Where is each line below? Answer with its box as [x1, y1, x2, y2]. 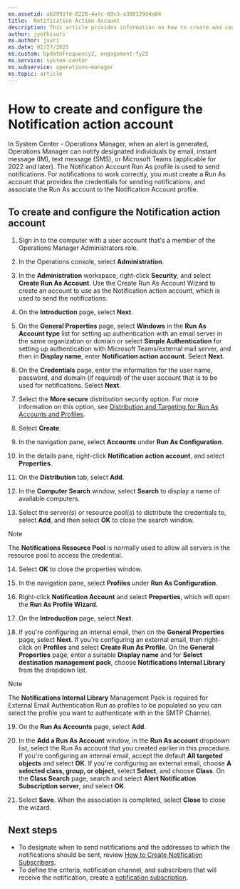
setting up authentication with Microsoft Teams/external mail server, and [18, 344, 231, 353]
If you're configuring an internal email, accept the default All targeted [18, 751, 223, 760]
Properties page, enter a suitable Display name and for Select [18, 651, 202, 659]
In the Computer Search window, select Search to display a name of [18, 487, 220, 496]
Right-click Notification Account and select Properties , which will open [18, 593, 230, 601]
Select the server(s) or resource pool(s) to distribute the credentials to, [18, 508, 226, 517]
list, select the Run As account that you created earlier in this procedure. [18, 744, 231, 753]
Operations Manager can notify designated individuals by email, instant [8, 147, 217, 156]
